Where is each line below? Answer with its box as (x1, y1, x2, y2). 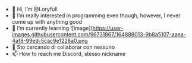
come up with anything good (11, 18, 82, 25)
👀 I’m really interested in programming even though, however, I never (11, 12, 181, 19)
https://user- (92, 24, 124, 31)
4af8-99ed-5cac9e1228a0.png (11, 37, 88, 44)
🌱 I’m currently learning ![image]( (11, 24, 93, 31)
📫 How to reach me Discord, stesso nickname (11, 51, 126, 57)
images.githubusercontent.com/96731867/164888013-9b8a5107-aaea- (11, 31, 186, 38)
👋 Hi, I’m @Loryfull (11, 6, 58, 12)
